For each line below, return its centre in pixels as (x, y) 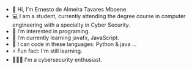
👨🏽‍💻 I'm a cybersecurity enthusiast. (57, 60)
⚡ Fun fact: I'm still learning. (47, 51)
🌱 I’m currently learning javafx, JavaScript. (65, 38)
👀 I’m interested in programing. (51, 31)
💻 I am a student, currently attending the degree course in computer (99, 16)
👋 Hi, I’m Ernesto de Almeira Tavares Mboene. (70, 9)
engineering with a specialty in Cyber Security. (71, 25)
